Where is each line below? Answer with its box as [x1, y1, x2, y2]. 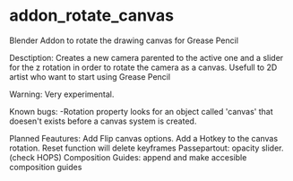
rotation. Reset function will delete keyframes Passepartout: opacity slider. [9, 142, 284, 153]
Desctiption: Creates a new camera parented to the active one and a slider [9, 52, 284, 63]
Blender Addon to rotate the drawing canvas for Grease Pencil [9, 35, 239, 46]
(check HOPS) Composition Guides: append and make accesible [9, 151, 247, 162]
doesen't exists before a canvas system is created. [9, 116, 197, 126]
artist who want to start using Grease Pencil [9, 71, 171, 82]
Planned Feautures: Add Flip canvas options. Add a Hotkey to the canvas [9, 133, 279, 143]
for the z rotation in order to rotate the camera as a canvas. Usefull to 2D [9, 62, 278, 73]
